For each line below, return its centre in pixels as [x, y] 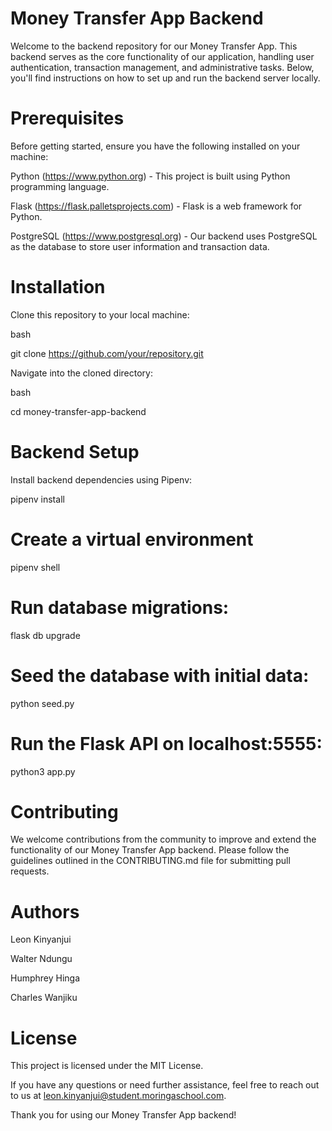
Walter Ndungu [41, 959]
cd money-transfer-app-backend [78, 411]
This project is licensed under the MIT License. [107, 1066]
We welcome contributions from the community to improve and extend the [163, 839]
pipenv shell [35, 567]
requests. [30, 871]
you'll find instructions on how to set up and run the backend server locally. [165, 78]
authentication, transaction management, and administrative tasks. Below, [162, 67]
